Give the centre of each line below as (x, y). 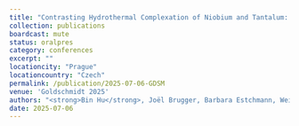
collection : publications (57, 26)
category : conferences (51, 51)
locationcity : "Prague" (53, 67)
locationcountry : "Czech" (57, 75)
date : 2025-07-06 (41, 108)
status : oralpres (41, 42)
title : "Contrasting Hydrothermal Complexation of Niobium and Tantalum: (149, 17)
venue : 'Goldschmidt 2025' (59, 91)
